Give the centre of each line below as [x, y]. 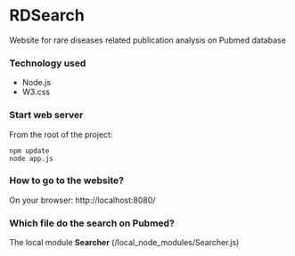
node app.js [31, 158]
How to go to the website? [67, 180]
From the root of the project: [61, 134]
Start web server [46, 115]
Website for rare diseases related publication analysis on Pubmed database [148, 40]
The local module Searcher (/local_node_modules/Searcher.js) [124, 243]
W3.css [36, 92]
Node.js [37, 83]
